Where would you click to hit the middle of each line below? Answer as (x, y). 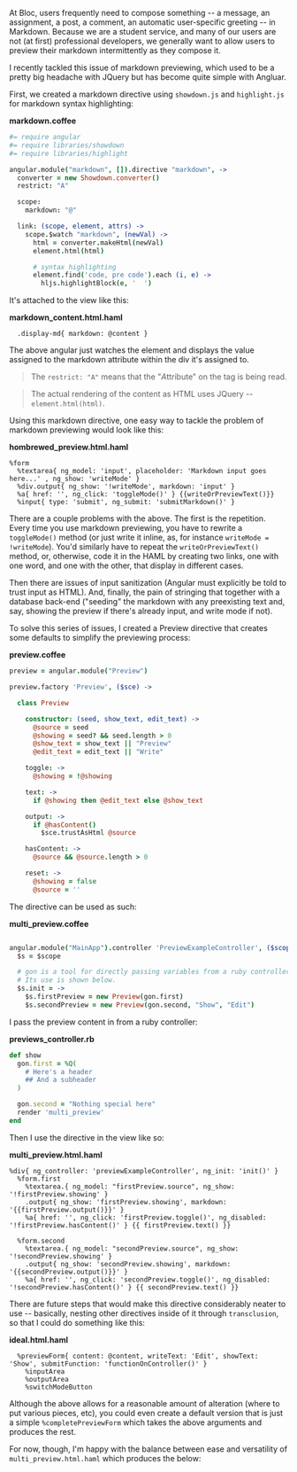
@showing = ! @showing (72, 776)
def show (25, 1055)
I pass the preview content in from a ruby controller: (103, 1022)
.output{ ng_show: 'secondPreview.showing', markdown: (128, 1264)
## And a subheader (61, 1080)
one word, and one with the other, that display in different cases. (126, 565)
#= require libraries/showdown (67, 145)
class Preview (43, 703)
